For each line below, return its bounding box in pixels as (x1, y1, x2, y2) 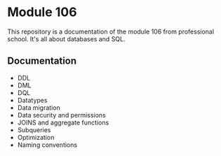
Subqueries (17, 125, 51, 134)
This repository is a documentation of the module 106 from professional (7, 27, 215, 36)
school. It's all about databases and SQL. (7, 34, 126, 43)
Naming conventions (17, 141, 78, 149)
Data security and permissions (17, 111, 107, 119)
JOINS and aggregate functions (17, 118, 109, 127)
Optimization (17, 133, 55, 141)
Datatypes (17, 96, 48, 104)
